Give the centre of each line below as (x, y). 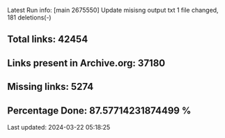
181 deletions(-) (29, 17)
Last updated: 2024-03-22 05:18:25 (59, 127)
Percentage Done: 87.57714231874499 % (99, 110)
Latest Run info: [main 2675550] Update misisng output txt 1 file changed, (113, 10)
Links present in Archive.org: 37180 (86, 63)
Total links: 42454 (48, 39)
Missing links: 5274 (51, 87)
